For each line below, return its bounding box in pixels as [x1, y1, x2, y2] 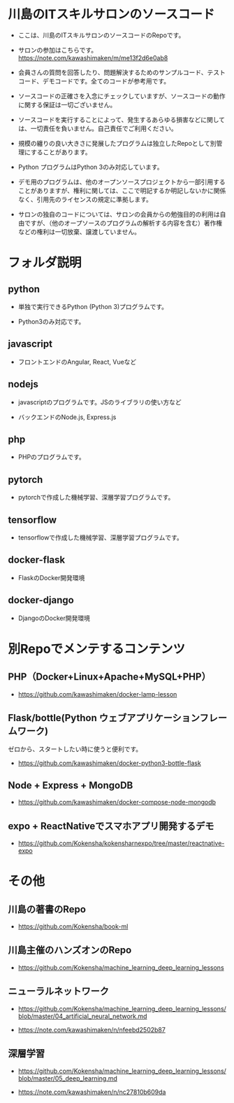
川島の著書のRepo [8, 903, 87, 915]
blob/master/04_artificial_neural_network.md [17, 1012, 147, 1020]
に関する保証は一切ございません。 [17, 100, 117, 109]
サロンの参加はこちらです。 [17, 46, 97, 54]
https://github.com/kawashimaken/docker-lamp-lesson [17, 690, 177, 698]
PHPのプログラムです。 [17, 453, 86, 461]
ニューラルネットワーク [8, 985, 109, 997]
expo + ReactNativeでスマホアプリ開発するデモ [8, 820, 214, 832]
